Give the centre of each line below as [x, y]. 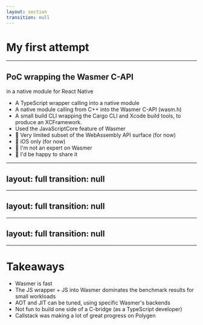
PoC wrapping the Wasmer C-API [70, 77]
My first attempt [48, 47]
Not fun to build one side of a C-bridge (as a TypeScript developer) [98, 309]
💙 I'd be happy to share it [46, 154]
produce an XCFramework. [49, 122]
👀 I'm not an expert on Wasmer [53, 148]
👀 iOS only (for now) [40, 142]
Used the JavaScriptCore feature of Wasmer [70, 129]
